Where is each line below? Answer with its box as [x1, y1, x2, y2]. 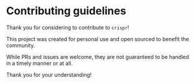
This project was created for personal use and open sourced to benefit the [6, 35, 190, 42]
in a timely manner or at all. [6, 60, 73, 67]
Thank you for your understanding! [6, 71, 92, 78]
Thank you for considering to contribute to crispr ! [6, 24, 129, 31]
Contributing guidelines [6, 4, 126, 18]
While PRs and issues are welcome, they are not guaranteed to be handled [6, 53, 190, 60]
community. [6, 42, 35, 49]
